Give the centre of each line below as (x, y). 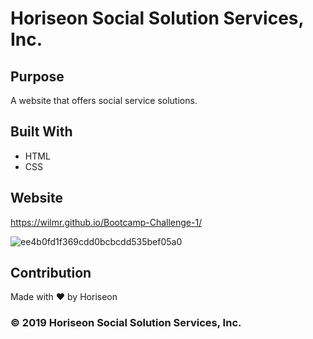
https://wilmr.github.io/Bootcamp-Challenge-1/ (106, 222)
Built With (41, 132)
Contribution (51, 273)
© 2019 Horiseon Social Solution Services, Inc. (126, 323)
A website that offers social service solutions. (104, 100)
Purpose (37, 76)
